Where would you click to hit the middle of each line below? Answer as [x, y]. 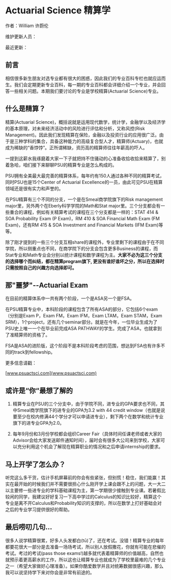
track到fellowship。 [35, 352]
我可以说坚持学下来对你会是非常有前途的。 [50, 572]
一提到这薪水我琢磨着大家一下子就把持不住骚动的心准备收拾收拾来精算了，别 [85, 158]
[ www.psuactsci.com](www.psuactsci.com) [51, 373]
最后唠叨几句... [29, 527]
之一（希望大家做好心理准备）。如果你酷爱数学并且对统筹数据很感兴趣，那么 [84, 566]
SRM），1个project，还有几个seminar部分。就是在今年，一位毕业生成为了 [81, 322]
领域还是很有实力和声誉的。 [34, 188]
